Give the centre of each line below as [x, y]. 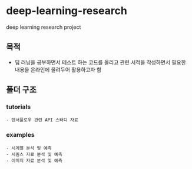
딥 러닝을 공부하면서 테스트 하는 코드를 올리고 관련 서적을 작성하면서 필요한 [100, 62]
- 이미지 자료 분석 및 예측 [34, 160]
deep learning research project [44, 27]
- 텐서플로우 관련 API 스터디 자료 [42, 120]
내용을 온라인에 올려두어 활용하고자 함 [58, 69]
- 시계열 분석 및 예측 [29, 148]
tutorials [19, 107]
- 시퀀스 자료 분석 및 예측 [34, 154]
